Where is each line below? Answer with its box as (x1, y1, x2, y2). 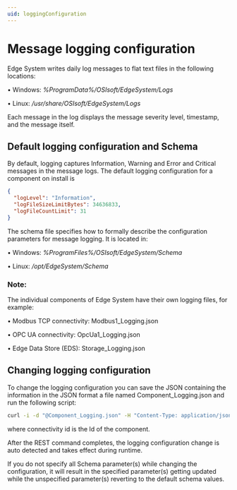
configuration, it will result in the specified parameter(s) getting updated (7, 467, 217, 475)
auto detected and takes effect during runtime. (7, 446, 143, 454)
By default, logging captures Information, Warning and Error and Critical (7, 160, 217, 168)
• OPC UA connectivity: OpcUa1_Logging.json (7, 330, 141, 339)
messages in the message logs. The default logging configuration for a (7, 167, 213, 175)
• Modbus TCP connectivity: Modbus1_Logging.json (7, 317, 159, 325)
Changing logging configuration (7, 364, 151, 376)
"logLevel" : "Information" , (13, 195, 97, 202)
